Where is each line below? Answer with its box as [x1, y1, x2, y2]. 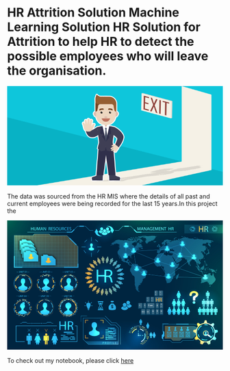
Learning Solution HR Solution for [7, 19, 201, 35]
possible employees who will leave [7, 49, 209, 64]
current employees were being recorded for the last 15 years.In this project [7, 199, 218, 207]
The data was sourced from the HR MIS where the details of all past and [7, 192, 210, 200]
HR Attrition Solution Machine [7, 5, 180, 21]
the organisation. [7, 63, 107, 79]
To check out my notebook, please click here [7, 356, 134, 364]
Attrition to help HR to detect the [7, 34, 194, 49]
